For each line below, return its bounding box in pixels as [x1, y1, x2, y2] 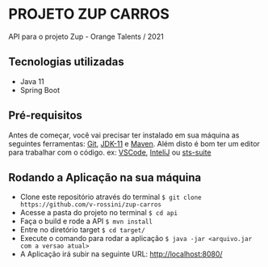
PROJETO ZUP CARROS [8, 5, 170, 23]
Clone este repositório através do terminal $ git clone [19, 192, 202, 202]
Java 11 [19, 76, 44, 86]
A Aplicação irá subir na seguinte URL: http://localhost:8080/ [19, 249, 224, 259]
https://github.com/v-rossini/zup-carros [19, 201, 161, 209]
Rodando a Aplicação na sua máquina [8, 171, 202, 184]
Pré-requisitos [8, 108, 83, 122]
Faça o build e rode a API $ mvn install [19, 216, 153, 227]
